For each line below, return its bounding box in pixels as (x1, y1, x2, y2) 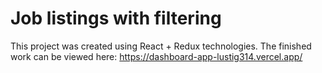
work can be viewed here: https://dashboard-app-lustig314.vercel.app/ (10, 50, 303, 62)
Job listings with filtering (10, 7, 222, 30)
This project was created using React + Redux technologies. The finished (10, 40, 312, 52)
